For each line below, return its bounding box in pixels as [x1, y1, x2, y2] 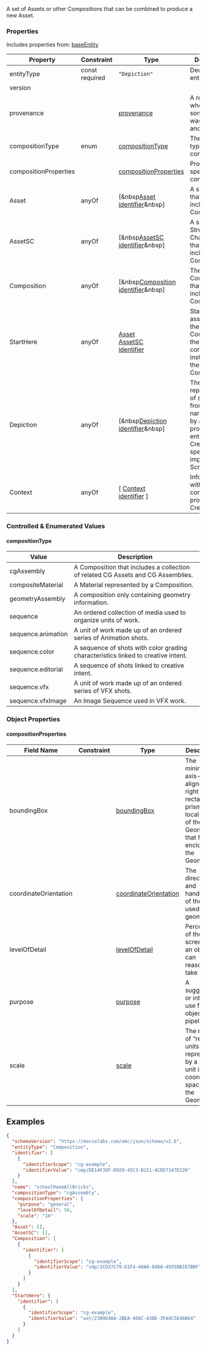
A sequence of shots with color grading [74, 644, 188, 652]
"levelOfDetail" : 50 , [17, 1207, 72, 1213]
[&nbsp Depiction [118, 417, 167, 426]
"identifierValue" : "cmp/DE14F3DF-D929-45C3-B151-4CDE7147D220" [22, 1167, 191, 1173]
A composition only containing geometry [74, 591, 191, 599]
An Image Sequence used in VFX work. [74, 696, 186, 705]
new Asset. [6, 12, 35, 19]
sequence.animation [9, 630, 69, 638]
